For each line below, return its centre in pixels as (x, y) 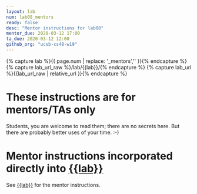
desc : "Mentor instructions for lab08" (55, 28)
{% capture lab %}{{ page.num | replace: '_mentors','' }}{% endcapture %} (96, 61)
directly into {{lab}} (55, 169)
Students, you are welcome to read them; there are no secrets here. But (93, 126)
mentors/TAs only (51, 110)
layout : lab (21, 11)
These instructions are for (71, 97)
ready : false (22, 22)
